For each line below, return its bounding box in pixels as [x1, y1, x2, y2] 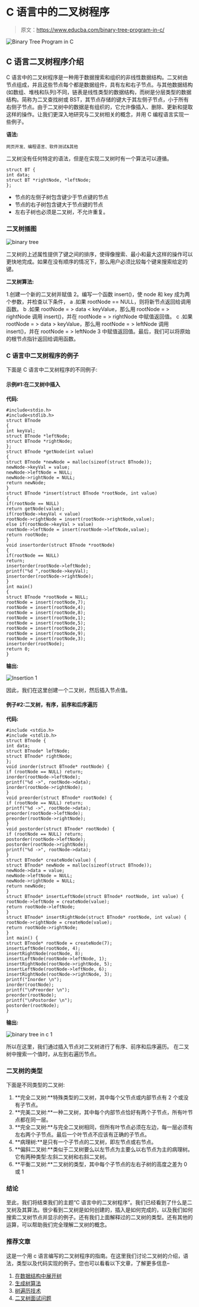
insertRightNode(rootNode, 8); [6, 950, 84, 956]
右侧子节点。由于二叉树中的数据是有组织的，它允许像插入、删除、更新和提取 [6, 103, 193, 110]
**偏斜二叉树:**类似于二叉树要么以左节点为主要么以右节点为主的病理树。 [14, 1146, 193, 1153]
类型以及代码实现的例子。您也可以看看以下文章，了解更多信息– [16, 1260, 170, 1267]
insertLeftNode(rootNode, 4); [6, 945, 81, 951]
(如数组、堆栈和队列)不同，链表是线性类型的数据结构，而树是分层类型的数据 [6, 88, 192, 96]
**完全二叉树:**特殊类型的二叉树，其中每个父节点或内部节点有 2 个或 [14, 1094, 184, 1101]
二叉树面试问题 [14, 1295, 52, 1302]
